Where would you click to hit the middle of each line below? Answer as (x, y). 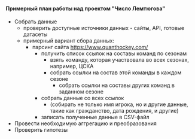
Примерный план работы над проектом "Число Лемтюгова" (86, 8)
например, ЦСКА (72, 67)
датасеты (35, 34)
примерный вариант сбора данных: (69, 41)
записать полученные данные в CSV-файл (95, 117)
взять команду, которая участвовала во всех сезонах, (120, 60)
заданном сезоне (81, 92)
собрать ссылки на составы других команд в (117, 85)
